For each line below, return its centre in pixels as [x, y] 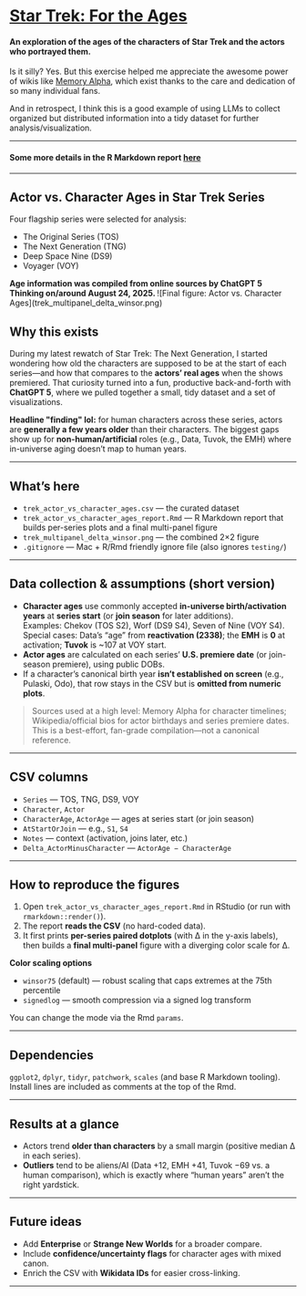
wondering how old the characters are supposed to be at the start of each [148, 363]
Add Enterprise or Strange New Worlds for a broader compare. [142, 1244]
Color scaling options [51, 963]
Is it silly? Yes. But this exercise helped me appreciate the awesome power [149, 72]
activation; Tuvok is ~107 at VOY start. [94, 645]
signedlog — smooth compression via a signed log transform [137, 1001]
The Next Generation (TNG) [75, 246]
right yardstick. [51, 1185]
